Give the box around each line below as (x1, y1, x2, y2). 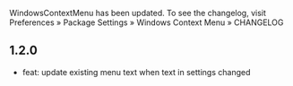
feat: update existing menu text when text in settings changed (22, 66, 251, 77)
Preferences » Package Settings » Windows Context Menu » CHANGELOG (9, 17, 284, 28)
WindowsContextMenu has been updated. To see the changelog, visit (9, 8, 267, 18)
